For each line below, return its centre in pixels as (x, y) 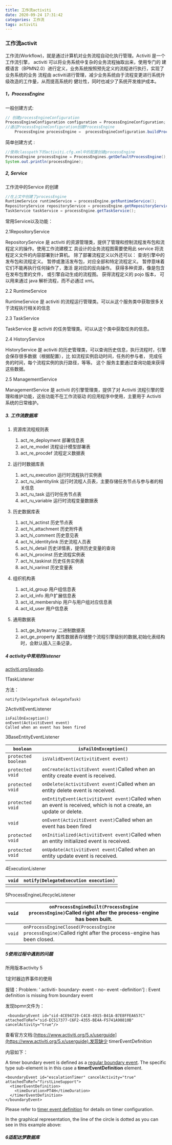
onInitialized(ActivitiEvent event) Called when (101, 835)
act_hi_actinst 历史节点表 (47, 522)
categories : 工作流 (25, 20)
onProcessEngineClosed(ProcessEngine (69, 927)
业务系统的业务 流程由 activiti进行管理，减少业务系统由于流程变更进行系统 (83, 74)
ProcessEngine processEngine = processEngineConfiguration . (81, 132)
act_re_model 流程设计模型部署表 (55, 447)
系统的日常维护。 (23, 403)
